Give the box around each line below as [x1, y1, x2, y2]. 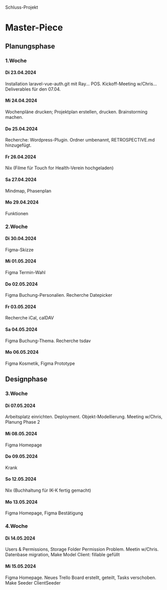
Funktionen [5, 210, 29, 216]
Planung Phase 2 [5, 419, 40, 425]
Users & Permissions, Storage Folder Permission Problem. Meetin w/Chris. [5, 546, 159, 552]
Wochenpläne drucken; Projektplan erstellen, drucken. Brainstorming [5, 108, 148, 115]
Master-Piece [5, 22, 63, 33]
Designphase [5, 375, 48, 383]
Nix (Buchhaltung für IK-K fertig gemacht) [5, 487, 91, 493]
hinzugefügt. [5, 142, 32, 148]
